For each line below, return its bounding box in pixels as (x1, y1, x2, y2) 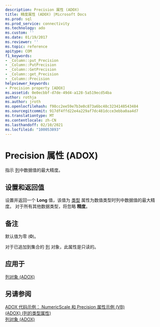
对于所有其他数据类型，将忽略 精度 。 (14, 204, 90, 210)
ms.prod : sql (5, 16, 32, 21)
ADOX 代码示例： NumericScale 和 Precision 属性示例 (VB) (5, 304, 125, 310)
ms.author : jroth (5, 100, 41, 105)
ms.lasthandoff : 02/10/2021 (5, 122, 63, 127)
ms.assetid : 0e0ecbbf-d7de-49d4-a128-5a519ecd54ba (5, 90, 112, 95)
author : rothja (5, 95, 37, 100)
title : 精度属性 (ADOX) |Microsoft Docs (5, 12, 87, 17)
